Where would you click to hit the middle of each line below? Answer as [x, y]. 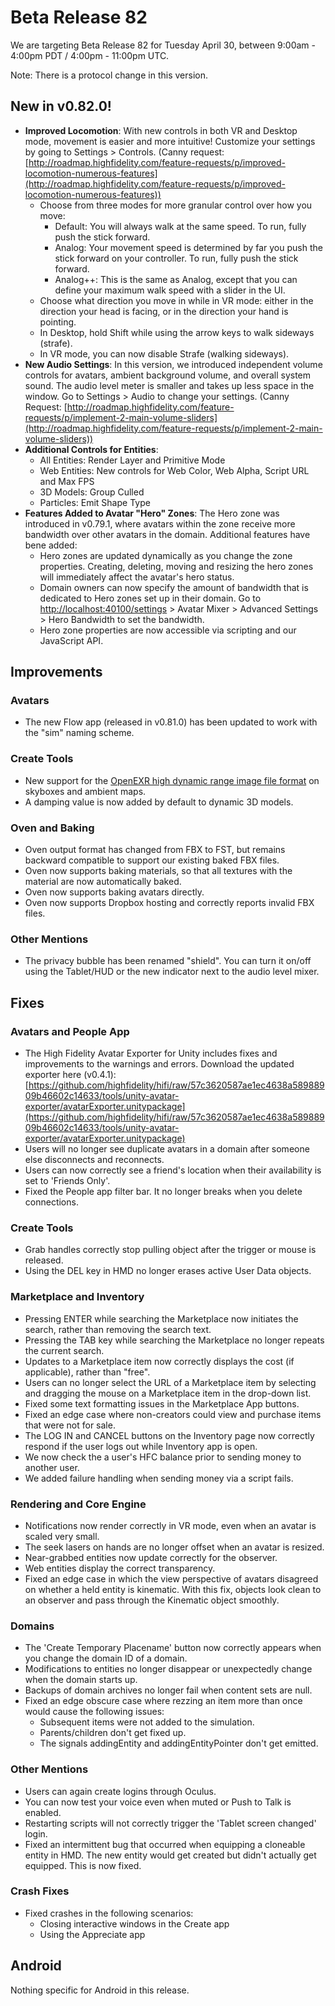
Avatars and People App [70, 1031]
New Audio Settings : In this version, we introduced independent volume [173, 364]
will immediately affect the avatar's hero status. [137, 577]
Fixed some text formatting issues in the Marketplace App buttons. [162, 1403]
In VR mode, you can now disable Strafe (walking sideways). [164, 353]
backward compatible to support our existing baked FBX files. [152, 860]
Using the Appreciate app [92, 1934]
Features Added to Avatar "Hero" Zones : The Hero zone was [152, 513]
